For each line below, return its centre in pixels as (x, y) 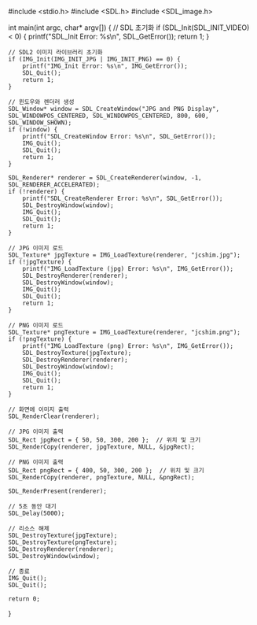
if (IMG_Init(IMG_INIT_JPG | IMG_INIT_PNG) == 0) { (94, 59)
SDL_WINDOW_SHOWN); (40, 123)
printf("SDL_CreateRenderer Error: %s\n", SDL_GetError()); (123, 198)
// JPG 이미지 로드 (36, 248)
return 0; (24, 599)
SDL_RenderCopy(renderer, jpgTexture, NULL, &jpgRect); (101, 447)
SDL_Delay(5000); (37, 513)
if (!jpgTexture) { (40, 262)
